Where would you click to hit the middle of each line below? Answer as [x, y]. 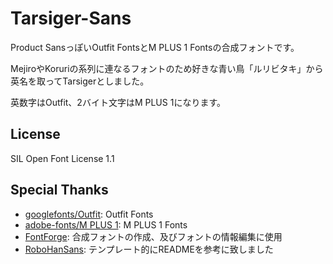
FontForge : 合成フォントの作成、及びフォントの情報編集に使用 [153, 236]
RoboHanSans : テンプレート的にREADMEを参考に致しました [149, 249]
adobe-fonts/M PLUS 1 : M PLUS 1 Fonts [106, 224]
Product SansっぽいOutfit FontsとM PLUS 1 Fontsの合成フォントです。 [155, 47]
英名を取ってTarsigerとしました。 [80, 81]
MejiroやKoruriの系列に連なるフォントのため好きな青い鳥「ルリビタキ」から [167, 68]
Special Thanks [59, 190]
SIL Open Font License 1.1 [62, 158]
